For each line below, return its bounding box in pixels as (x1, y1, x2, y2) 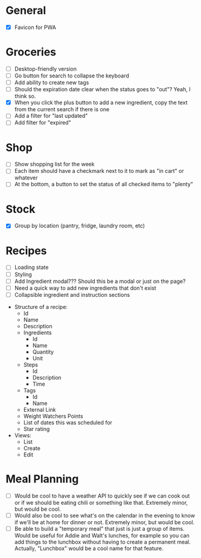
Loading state (14, 264, 49, 271)
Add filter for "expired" (14, 119, 71, 126)
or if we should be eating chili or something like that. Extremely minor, (14, 499, 188, 506)
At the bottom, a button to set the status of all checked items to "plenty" (14, 181, 194, 188)
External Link (23, 406, 56, 413)
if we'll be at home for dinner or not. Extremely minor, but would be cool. (14, 518, 195, 526)
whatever (14, 174, 38, 181)
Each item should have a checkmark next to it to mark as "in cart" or (14, 167, 185, 175)
